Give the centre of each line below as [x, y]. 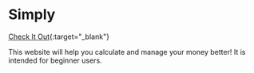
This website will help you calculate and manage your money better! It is [127, 52]
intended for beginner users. [55, 60]
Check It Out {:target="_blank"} [59, 36]
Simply [32, 15]
